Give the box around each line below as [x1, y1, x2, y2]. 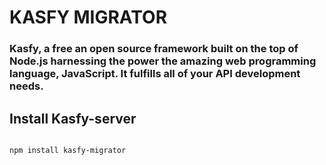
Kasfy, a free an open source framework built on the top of [9, 42, 299, 56]
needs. [9, 79, 44, 93]
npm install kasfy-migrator [9, 145, 127, 155]
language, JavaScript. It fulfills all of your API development [9, 67, 301, 81]
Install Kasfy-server [9, 110, 137, 127]
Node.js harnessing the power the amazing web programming [9, 54, 317, 68]
